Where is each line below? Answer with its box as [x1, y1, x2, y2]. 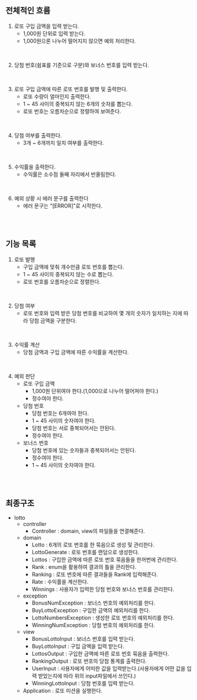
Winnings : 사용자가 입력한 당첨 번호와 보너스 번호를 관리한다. [31, 586, 175, 593]
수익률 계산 [14, 341, 40, 348]
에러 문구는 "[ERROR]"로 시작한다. [22, 202, 103, 209]
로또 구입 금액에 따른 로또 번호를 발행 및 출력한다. [14, 85, 128, 92]
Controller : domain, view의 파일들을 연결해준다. [31, 528, 146, 535]
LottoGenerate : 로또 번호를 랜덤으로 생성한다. [31, 549, 140, 556]
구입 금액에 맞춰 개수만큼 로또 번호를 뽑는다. [22, 263, 124, 270]
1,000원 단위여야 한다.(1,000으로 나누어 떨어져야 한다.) [31, 387, 159, 394]
